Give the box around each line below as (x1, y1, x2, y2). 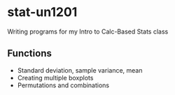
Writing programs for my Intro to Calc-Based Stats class (7, 27, 169, 36)
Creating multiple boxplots (17, 73, 94, 82)
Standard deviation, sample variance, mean (17, 66, 143, 74)
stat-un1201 (7, 4, 78, 20)
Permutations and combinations (17, 81, 110, 89)
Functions (7, 47, 52, 59)
